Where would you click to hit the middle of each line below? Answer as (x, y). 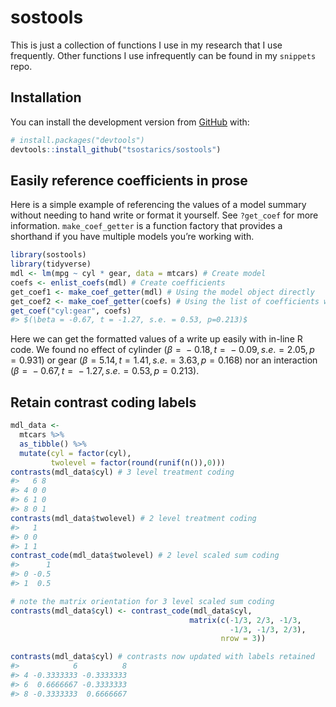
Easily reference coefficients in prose (129, 180)
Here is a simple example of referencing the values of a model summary (158, 205)
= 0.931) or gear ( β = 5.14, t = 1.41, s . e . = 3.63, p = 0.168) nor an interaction (164, 360)
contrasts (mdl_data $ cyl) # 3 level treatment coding (122, 472)
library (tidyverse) (51, 264)
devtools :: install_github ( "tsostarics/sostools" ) (116, 149)
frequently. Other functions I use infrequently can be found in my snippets (163, 55)
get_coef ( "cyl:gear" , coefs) (71, 311)
